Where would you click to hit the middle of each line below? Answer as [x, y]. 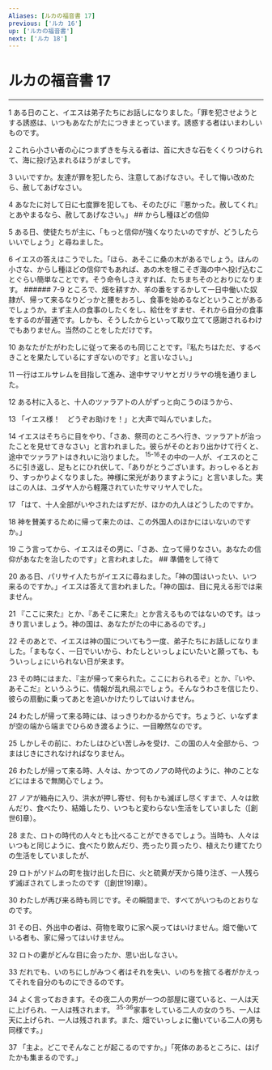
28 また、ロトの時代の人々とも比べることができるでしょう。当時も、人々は [134, 835]
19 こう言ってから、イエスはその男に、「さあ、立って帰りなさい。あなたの [132, 549]
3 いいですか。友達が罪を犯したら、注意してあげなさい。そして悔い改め [128, 177]
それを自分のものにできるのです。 [71, 982]
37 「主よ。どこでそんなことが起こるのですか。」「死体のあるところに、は [130, 1047]
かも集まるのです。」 [49, 1057]
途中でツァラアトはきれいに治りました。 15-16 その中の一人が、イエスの [127, 456]
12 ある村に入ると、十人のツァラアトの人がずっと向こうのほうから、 [123, 402]
